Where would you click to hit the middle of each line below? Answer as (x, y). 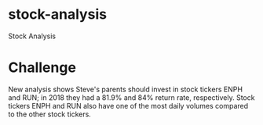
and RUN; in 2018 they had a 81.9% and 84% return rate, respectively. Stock (131, 97)
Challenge (42, 68)
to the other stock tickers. (50, 114)
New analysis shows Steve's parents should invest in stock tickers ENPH (126, 89)
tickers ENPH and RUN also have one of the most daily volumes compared (128, 105)
